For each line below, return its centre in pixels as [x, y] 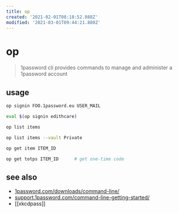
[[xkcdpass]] [30, 204]
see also [22, 177]
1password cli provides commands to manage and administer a [96, 67]
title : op [18, 11]
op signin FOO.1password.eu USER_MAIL [53, 106]
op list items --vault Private [44, 138]
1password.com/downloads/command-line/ [67, 191]
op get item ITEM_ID [31, 148]
